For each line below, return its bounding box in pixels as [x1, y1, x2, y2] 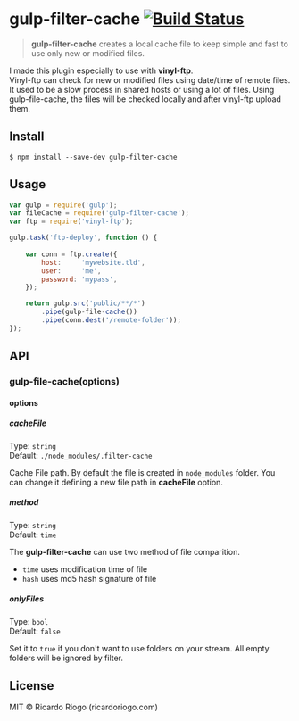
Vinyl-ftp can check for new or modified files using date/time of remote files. [9, 74, 291, 85]
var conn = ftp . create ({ [25, 250, 118, 259]
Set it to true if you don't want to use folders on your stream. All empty [9, 642, 270, 653]
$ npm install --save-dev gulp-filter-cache [9, 153, 178, 162]
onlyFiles [9, 593, 45, 604]
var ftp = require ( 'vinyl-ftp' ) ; [9, 217, 134, 227]
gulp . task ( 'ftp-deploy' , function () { [9, 233, 158, 243]
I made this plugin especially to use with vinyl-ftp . [9, 65, 194, 76]
